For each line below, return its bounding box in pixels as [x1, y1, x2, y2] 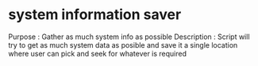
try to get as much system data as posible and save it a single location [8, 40, 238, 49]
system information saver [8, 6, 182, 24]
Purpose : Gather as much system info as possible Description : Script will [8, 32, 250, 41]
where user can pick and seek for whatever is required [8, 49, 187, 58]
